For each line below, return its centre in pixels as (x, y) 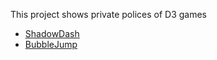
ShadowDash (52, 33)
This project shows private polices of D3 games (108, 14)
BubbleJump (51, 44)
